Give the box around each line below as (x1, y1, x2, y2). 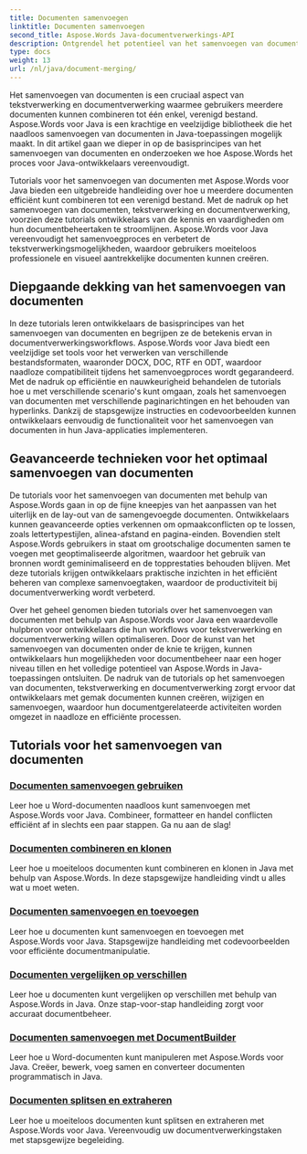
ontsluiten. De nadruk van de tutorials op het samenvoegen (62, 672, 285, 683)
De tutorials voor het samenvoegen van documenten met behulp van (9, 490, 268, 501)
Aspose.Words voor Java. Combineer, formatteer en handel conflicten (9, 810, 273, 821)
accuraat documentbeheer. (9, 1009, 111, 1020)
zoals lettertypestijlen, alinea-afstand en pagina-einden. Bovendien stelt (9, 528, 281, 539)
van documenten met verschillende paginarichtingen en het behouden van (9, 395, 291, 407)
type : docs (9, 48, 51, 57)
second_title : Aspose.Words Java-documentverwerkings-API (9, 30, 235, 39)
